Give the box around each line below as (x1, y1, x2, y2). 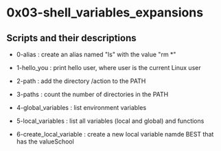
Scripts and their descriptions (6, 32, 137, 44)
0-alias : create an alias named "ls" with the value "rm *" (16, 50, 176, 58)
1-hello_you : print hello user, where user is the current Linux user (16, 64, 201, 71)
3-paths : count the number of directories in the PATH (16, 91, 169, 98)
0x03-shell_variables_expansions (6, 5, 204, 21)
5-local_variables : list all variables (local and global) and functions (16, 117, 205, 125)
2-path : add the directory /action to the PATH (16, 77, 146, 85)
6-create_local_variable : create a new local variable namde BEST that (16, 130, 214, 138)
